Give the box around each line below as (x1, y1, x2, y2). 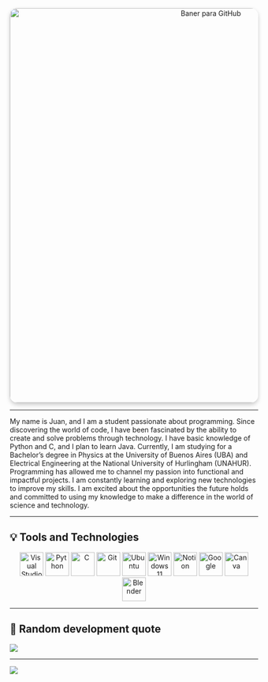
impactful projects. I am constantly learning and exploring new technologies (9, 475, 256, 485)
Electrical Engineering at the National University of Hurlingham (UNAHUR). (9, 459, 252, 468)
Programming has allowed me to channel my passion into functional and (9, 467, 244, 476)
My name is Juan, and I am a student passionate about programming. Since (9, 417, 255, 425)
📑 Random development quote (9, 623, 162, 636)
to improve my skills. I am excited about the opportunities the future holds (9, 484, 249, 493)
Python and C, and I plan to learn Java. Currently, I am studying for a (9, 442, 233, 451)
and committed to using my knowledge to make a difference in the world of (9, 493, 254, 501)
